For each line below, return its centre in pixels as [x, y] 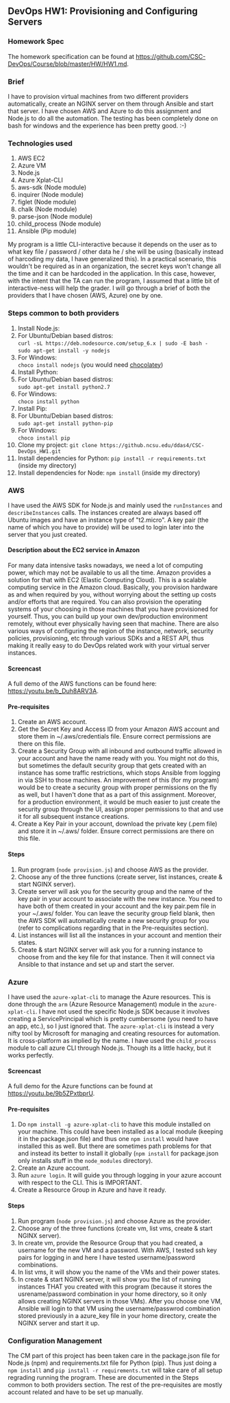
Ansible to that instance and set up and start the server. [96, 964]
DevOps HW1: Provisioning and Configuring [103, 11]
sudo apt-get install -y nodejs [64, 350]
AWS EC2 [31, 158]
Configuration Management [55, 1341]
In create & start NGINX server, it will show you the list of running [109, 1279]
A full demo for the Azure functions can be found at [80, 1086]
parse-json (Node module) [55, 217]
